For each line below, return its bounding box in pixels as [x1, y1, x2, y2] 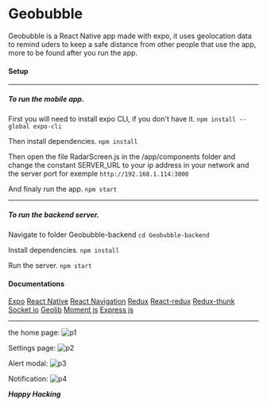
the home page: [8, 328, 60, 338]
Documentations [8, 279, 65, 289]
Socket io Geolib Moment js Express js [8, 305, 133, 315]
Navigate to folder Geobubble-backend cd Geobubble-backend [8, 230, 210, 239]
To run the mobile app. [8, 94, 85, 103]
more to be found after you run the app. [8, 48, 137, 57]
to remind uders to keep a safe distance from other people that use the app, [8, 39, 257, 48]
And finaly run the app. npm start [8, 184, 118, 194]
